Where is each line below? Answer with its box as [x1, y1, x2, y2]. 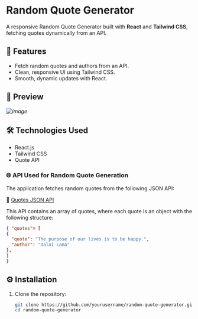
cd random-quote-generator [14, 307, 82, 313]
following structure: [6, 214, 54, 221]
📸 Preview [6, 92, 44, 102]
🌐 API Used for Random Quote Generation [6, 171, 129, 180]
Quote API [14, 157, 40, 164]
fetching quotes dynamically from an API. [6, 29, 107, 36]
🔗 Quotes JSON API [6, 196, 54, 203]
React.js [14, 144, 35, 151]
